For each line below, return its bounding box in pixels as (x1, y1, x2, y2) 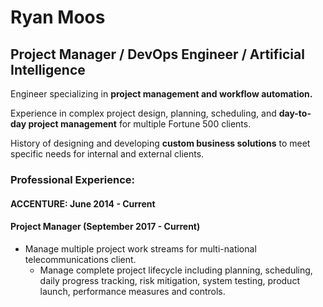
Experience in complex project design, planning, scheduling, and (10, 107, 277, 119)
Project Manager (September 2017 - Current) (10, 221, 201, 233)
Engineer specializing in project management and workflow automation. (10, 88, 313, 100)
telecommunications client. (24, 253, 137, 265)
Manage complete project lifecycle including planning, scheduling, (39, 264, 313, 276)
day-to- (278, 107, 312, 119)
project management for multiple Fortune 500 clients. (28, 118, 252, 130)
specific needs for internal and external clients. (10, 148, 205, 160)
